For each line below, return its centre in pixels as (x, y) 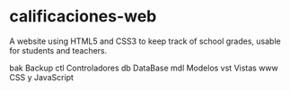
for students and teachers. (58, 50)
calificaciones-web (83, 17)
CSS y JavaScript (42, 77)
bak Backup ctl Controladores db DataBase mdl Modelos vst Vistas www (144, 68)
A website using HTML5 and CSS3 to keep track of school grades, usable (145, 41)
